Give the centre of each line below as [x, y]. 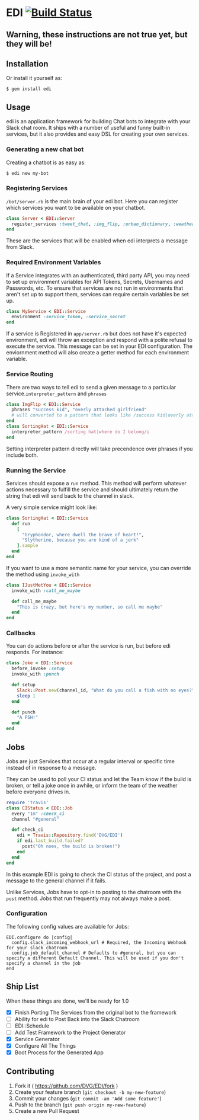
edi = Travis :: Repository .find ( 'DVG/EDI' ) [70, 836]
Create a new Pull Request [47, 1111]
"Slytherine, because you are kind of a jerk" [80, 540]
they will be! [29, 44]
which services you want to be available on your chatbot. [76, 207]
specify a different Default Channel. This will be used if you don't [95, 958]
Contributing [30, 1072]
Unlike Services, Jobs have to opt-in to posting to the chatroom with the [94, 892]
